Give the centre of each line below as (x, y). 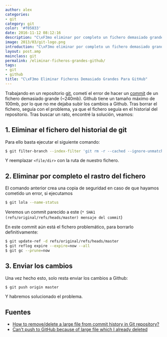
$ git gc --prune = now (28, 251)
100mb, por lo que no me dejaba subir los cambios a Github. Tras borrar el (81, 104)
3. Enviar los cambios (39, 266)
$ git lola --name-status (32, 203)
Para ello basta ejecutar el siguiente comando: (53, 142)
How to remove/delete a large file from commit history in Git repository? (86, 324)
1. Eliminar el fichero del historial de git (66, 130)
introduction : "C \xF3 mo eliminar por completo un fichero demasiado (78, 47)
